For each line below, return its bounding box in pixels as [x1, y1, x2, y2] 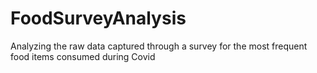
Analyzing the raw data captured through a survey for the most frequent [10, 40, 308, 52]
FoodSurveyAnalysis [10, 7, 187, 30]
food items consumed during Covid [10, 50, 156, 62]
